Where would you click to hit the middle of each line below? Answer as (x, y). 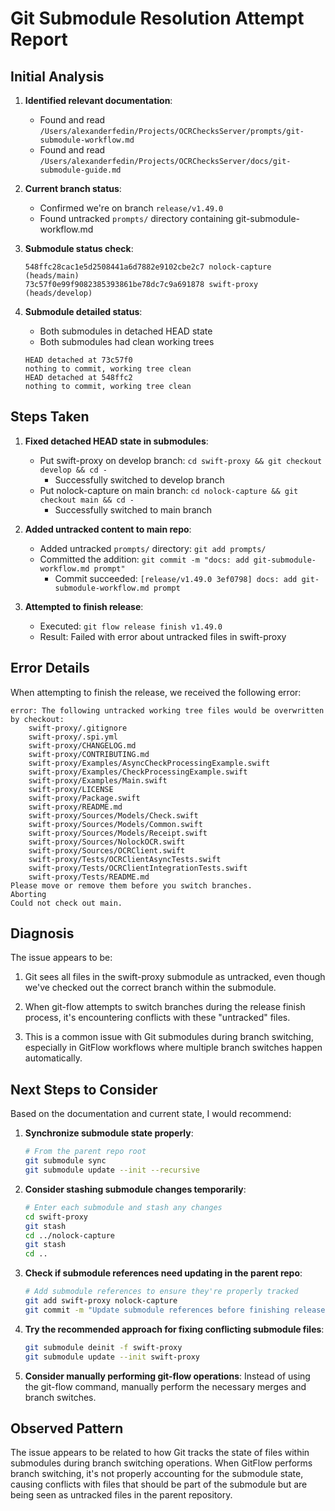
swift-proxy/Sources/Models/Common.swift (115, 824)
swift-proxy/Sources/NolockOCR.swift (107, 842)
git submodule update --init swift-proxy (112, 1357)
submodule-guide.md (80, 170)
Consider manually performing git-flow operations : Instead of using (167, 1376)
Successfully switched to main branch (133, 509)
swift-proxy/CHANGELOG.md (82, 745)
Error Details (50, 668)
